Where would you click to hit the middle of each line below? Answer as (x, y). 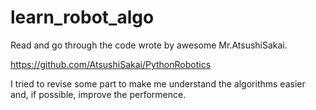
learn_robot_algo (82, 17)
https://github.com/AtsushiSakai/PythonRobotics (111, 64)
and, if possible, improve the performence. (98, 94)
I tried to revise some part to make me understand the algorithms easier (158, 83)
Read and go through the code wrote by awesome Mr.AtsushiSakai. (149, 45)
